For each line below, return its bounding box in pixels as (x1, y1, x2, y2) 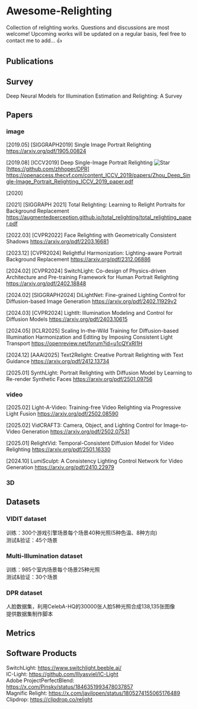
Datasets (6, 497, 40, 507)
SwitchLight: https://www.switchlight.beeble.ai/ (6, 664, 122, 671)
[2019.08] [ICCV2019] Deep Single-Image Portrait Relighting (6, 159, 153, 166)
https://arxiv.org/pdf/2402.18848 (6, 280, 87, 287)
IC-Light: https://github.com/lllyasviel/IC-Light (6, 670, 119, 677)
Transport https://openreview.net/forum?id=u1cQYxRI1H (6, 339, 143, 346)
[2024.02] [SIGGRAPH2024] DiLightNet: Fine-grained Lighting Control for (6, 291, 186, 298)
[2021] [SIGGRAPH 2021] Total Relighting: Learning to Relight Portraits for (6, 201, 186, 208)
